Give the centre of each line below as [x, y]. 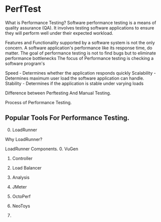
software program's [25, 63]
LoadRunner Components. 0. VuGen [42, 149]
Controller [22, 158]
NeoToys [21, 206]
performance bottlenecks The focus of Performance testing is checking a [79, 58]
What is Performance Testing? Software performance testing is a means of [80, 23]
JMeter [19, 187]
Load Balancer [27, 167]
